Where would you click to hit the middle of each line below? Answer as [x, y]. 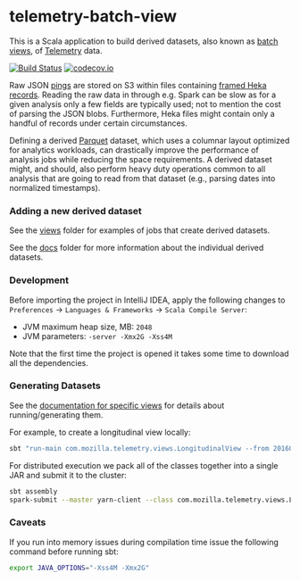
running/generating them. [56, 415]
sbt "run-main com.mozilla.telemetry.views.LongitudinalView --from [139, 448]
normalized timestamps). [55, 187]
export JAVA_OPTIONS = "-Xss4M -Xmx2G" [79, 568]
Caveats [28, 522]
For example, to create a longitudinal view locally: [100, 432]
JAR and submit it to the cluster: [68, 475]
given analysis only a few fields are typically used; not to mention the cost [145, 104]
